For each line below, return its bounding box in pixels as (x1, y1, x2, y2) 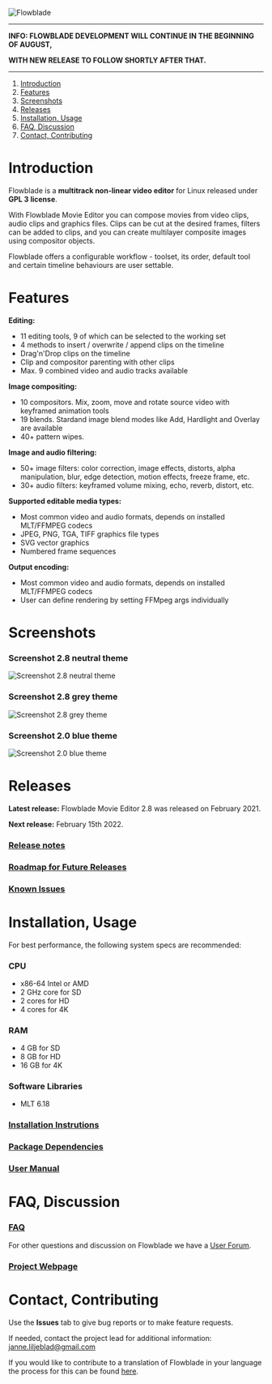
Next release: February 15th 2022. (8, 819, 124, 829)
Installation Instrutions (8, 1119, 100, 1131)
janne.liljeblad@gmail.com (8, 1342, 96, 1352)
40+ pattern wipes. (19, 431, 85, 442)
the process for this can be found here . (8, 1366, 139, 1376)
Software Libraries (8, 1080, 83, 1092)
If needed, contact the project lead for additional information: (8, 1333, 212, 1343)
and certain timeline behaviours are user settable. (8, 260, 174, 269)
